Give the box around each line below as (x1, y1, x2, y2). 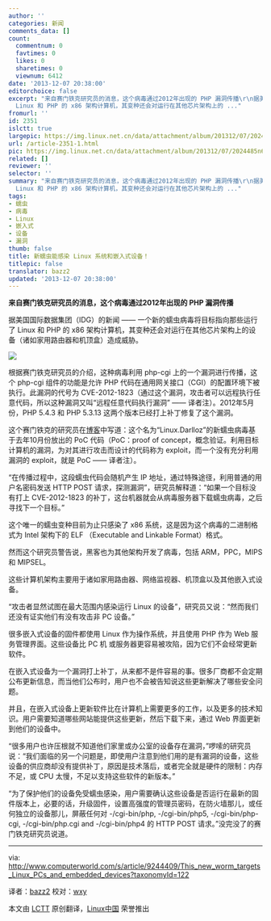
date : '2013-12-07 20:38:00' (8, 79, 106, 87)
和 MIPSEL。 (8, 557, 51, 567)
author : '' (8, 11, 45, 20)
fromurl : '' (8, 110, 48, 118)
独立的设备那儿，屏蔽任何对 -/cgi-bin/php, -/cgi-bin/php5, (15, 809, 210, 818)
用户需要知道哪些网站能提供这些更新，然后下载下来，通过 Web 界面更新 (22, 714, 261, 724)
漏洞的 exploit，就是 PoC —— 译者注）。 (8, 456, 141, 465)
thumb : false (8, 245, 52, 253)
